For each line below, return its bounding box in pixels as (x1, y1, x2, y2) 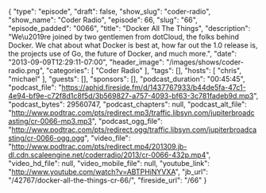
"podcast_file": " (8, 83, 62, 92)
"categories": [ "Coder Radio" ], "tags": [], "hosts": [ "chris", (46, 66, 242, 75)
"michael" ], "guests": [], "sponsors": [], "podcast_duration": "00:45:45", (8, 75, 245, 83)
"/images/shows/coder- (165, 57, 245, 67)
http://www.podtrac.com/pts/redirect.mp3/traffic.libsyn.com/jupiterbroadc (11, 108, 256, 118)
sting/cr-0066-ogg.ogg (8, 133, 85, 142)
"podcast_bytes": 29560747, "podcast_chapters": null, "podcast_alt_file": (8, 99, 248, 109)
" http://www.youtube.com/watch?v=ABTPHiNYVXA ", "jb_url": (8, 167, 209, 176)
